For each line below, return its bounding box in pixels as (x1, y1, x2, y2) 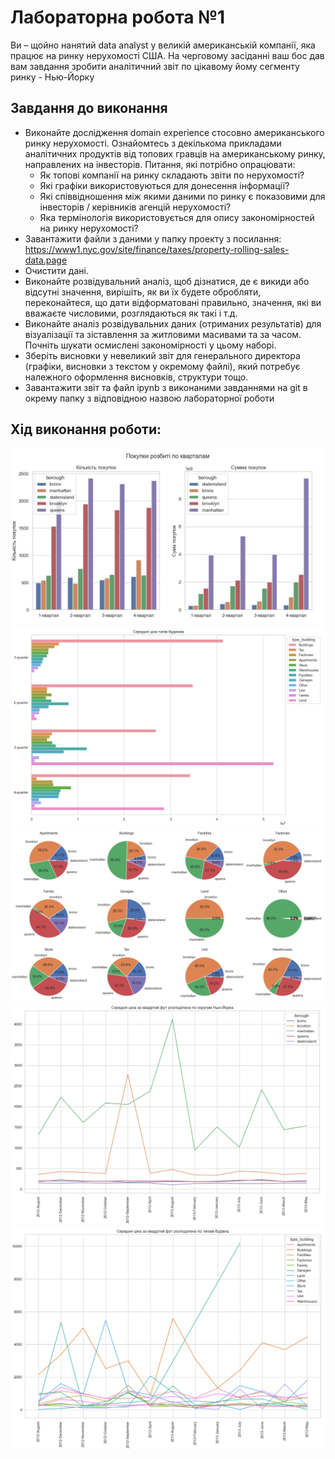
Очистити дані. (24, 264, 89, 276)
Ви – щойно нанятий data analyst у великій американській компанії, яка (10, 39, 316, 51)
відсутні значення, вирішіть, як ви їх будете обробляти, (24, 286, 262, 298)
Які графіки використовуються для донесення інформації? (39, 179, 290, 191)
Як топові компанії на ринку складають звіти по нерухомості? (39, 169, 305, 181)
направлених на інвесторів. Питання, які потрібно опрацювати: (24, 158, 296, 170)
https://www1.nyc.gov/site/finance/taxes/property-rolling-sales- (24, 243, 290, 255)
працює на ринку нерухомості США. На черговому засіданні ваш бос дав (10, 49, 325, 61)
